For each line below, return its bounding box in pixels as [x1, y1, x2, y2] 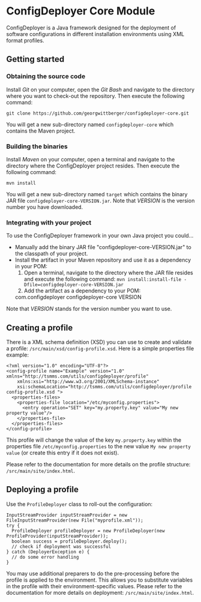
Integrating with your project [6, 218, 92, 226]
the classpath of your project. [14, 250, 88, 257]
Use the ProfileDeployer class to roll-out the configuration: [6, 500, 153, 508]
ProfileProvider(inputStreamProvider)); [6, 533, 109, 539]
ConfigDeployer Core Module [6, 4, 155, 18]
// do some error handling [11, 554, 79, 560]
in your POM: [14, 263, 48, 270]
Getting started [6, 54, 65, 64]
